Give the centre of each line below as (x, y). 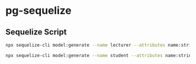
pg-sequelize (38, 11)
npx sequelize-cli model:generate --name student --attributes (84, 55)
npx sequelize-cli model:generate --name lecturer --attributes (85, 45)
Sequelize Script (36, 32)
